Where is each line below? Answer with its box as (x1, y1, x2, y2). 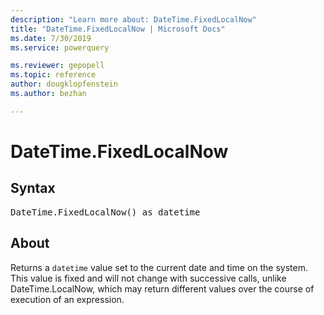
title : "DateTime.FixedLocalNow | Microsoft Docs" (10, 24, 226, 34)
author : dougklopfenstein (10, 79, 118, 90)
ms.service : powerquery (10, 42, 110, 53)
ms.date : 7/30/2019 (10, 33, 92, 43)
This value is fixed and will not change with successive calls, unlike (10, 272, 287, 284)
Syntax (10, 180, 56, 197)
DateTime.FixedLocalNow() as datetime (10, 206, 201, 218)
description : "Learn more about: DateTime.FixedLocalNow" (10, 14, 257, 25)
